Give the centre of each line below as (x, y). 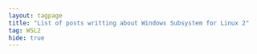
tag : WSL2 (25, 30)
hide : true (27, 38)
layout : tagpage (35, 15)
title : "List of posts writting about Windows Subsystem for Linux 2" (129, 23)
